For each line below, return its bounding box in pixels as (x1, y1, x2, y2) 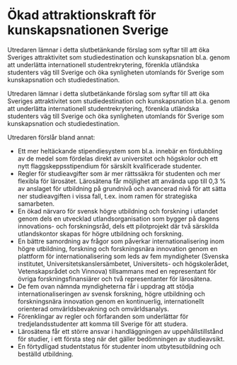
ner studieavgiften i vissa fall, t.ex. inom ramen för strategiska (17, 192, 197, 200)
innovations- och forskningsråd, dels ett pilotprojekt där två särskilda (17, 221, 219, 230)
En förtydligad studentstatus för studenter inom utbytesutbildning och (17, 342, 221, 350)
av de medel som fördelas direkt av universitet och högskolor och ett (17, 154, 218, 163)
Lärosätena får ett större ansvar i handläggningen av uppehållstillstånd (17, 327, 224, 335)
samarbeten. (17, 199, 55, 208)
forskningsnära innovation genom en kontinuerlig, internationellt (17, 297, 204, 306)
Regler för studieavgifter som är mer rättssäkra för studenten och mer (17, 169, 221, 178)
